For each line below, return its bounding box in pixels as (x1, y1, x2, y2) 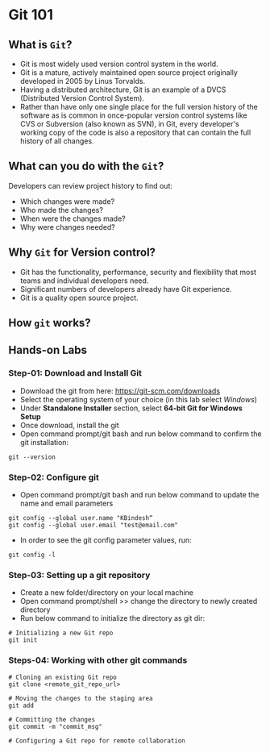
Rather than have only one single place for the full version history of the (19, 102, 258, 111)
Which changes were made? (19, 196, 115, 206)
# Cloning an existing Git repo (8, 673, 117, 681)
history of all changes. (19, 136, 94, 146)
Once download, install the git (19, 420, 119, 430)
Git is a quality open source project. (19, 293, 139, 302)
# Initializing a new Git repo (8, 629, 114, 638)
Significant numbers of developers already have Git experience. (19, 284, 232, 293)
